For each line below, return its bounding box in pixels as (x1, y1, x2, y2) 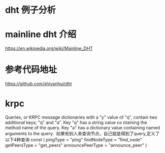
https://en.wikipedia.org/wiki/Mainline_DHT (5, 45, 93, 52)
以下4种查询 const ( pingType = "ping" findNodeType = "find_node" (5, 137, 142, 143)
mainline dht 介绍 (5, 29, 76, 40)
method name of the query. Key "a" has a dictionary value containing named (5, 125, 160, 130)
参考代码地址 (5, 64, 58, 75)
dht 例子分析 (5, 4, 56, 16)
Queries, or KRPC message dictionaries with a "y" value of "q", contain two (5, 114, 158, 120)
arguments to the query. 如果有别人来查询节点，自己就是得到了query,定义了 (5, 131, 160, 136)
